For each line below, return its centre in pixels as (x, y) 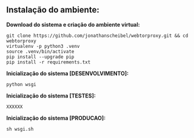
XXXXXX (15, 107)
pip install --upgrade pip (40, 57)
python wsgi (21, 84)
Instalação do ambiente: (53, 10)
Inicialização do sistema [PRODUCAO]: (56, 118)
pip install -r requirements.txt (48, 62)
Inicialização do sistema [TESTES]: (51, 96)
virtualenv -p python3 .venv (43, 46)
